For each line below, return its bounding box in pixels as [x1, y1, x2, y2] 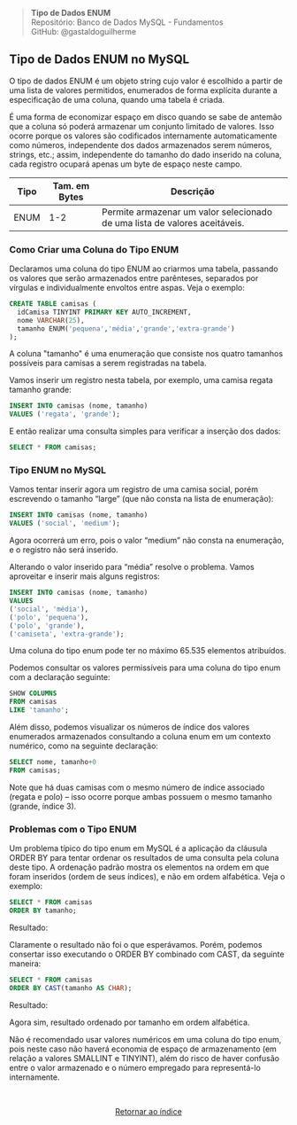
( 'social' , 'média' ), [9, 605, 89, 613]
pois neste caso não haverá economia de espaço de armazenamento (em [9, 1043, 277, 1054]
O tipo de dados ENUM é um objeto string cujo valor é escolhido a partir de [9, 75, 283, 86]
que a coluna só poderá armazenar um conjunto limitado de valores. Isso [9, 121, 275, 131]
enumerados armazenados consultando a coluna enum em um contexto [9, 731, 271, 742]
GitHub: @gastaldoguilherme [30, 27, 137, 36]
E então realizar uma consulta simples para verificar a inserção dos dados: [9, 426, 281, 437]
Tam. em [52, 179, 90, 191]
